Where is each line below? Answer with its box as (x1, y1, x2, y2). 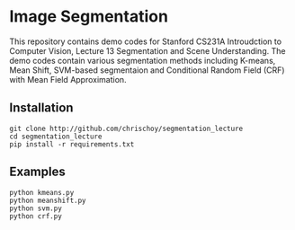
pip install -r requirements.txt (9, 139, 135, 149)
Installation (9, 101, 74, 116)
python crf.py (9, 211, 63, 221)
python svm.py (9, 204, 63, 213)
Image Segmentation (9, 6, 169, 27)
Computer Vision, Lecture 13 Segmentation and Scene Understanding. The (9, 45, 286, 56)
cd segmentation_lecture (9, 132, 103, 141)
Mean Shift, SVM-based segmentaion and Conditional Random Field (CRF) (9, 65, 285, 75)
